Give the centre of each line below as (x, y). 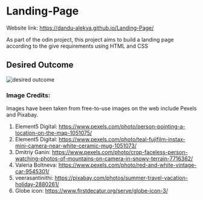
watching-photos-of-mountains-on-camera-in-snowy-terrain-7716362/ (104, 159)
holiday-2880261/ (37, 184)
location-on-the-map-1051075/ (53, 133)
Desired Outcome (40, 65)
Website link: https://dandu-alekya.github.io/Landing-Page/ (80, 28)
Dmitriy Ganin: (33, 152)
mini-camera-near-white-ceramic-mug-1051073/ (76, 146)
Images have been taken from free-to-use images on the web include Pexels (101, 108)
